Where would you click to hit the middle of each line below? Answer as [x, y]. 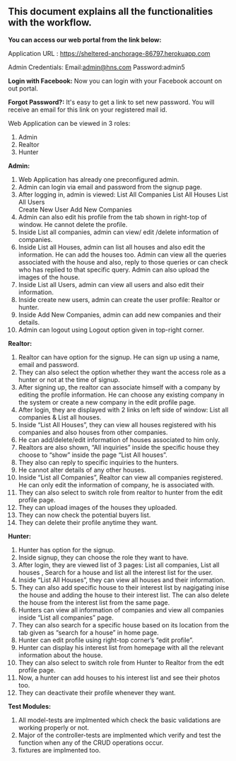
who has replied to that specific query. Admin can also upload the [114, 269]
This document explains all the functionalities [111, 12]
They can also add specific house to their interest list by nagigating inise [123, 587]
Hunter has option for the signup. [66, 550]
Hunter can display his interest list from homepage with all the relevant [121, 647]
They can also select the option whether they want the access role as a [122, 372]
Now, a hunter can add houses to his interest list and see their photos [119, 678]
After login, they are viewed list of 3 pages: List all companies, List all [119, 564]
